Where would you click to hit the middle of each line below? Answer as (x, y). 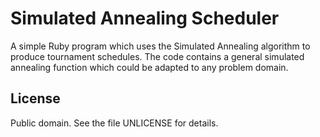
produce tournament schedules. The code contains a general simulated (157, 56)
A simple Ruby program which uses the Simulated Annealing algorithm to (160, 46)
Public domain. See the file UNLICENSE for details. (114, 123)
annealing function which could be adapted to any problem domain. (149, 67)
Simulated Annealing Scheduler (145, 18)
